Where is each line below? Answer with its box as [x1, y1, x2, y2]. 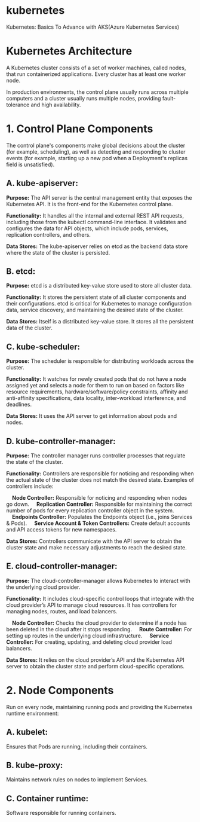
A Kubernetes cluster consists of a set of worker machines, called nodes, [6, 64, 186, 71]
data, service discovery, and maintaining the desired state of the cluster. [6, 306, 184, 314]
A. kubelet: [6, 727, 48, 737]
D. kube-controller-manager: [6, 436, 116, 446]
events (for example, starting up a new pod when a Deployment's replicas [6, 154, 188, 161]
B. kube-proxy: [6, 760, 63, 771]
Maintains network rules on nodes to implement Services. [6, 776, 148, 783]
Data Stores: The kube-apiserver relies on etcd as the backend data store [6, 243, 188, 250]
